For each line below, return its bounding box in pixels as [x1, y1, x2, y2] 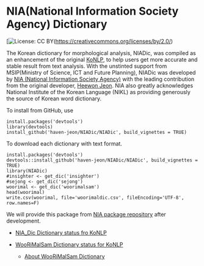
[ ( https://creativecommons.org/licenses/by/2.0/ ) [6, 37, 173, 45]
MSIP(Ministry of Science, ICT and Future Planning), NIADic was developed [6, 68, 196, 76]
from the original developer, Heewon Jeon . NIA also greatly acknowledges [6, 81, 194, 89]
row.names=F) [6, 200, 40, 206]
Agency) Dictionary [6, 17, 107, 31]
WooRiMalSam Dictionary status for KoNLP [15, 240, 123, 248]
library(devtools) [6, 124, 53, 130]
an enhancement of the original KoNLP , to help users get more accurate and [6, 56, 198, 63]
